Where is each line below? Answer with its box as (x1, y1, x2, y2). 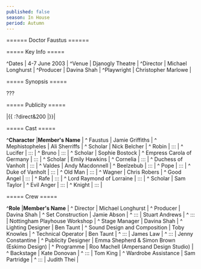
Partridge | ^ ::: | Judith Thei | (6, 256, 79, 263)
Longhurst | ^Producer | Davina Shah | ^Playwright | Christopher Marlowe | (6, 66, 192, 74)
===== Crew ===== (6, 193, 58, 200)
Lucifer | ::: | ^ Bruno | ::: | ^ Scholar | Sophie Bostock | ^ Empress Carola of (6, 149, 192, 157)
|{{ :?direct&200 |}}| (6, 113, 56, 121)
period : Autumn (6, 20, 45, 26)
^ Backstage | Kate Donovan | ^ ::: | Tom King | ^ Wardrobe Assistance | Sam (6, 250, 196, 257)
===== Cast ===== (6, 125, 56, 132)
